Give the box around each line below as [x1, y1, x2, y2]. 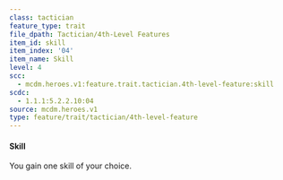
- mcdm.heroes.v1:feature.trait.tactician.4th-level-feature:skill [17, 80, 275, 89]
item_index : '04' [9, 47, 74, 56]
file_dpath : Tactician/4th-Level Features [9, 30, 170, 39]
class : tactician [9, 13, 74, 22]
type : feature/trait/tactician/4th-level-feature [9, 113, 199, 122]
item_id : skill [9, 38, 66, 47]
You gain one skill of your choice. [9, 160, 133, 171]
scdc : [9, 88, 30, 97]
